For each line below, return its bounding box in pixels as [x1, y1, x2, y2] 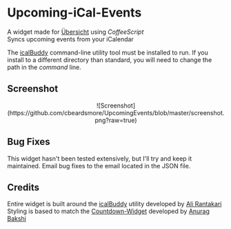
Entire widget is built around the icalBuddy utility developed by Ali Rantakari [7, 200, 222, 208]
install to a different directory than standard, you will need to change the [7, 55, 212, 63]
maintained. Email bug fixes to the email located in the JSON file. [7, 161, 191, 170]
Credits [7, 181, 40, 193]
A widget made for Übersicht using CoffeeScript [7, 28, 144, 36]
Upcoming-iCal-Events [7, 5, 142, 21]
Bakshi [7, 215, 26, 223]
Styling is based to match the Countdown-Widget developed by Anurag [7, 207, 210, 215]
